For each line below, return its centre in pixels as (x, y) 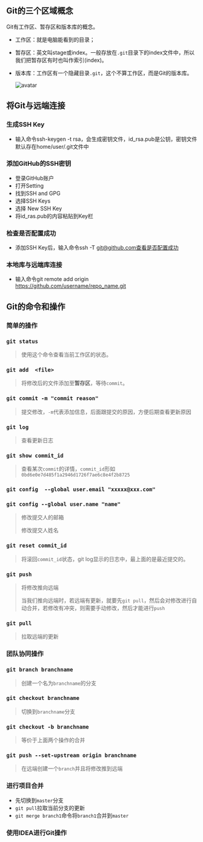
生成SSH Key (25, 124)
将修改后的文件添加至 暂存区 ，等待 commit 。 (75, 383)
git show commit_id (35, 455)
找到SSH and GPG (38, 193)
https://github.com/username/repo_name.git (70, 286)
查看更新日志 (37, 440)
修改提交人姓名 (40, 531)
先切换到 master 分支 (39, 800)
